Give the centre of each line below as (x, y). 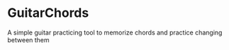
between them (28, 39)
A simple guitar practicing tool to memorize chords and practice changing (115, 32)
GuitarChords (48, 13)
